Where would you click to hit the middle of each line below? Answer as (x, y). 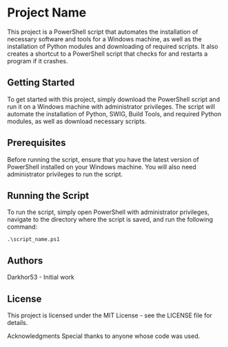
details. (18, 323)
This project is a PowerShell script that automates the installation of (103, 32)
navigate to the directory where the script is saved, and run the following (110, 220)
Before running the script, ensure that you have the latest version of (103, 159)
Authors (25, 261)
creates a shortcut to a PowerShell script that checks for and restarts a (107, 54)
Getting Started (41, 83)
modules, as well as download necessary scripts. (77, 121)
